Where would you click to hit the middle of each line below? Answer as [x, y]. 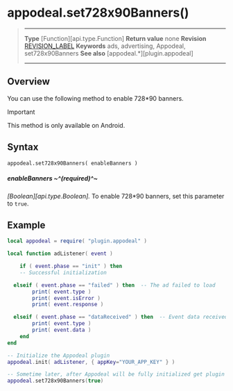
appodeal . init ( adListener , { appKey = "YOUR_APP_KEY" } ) [91, 362]
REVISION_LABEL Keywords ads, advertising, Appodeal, [105, 46]
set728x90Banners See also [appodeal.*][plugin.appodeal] [109, 53]
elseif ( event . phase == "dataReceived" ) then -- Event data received [121, 317]
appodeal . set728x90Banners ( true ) [55, 381]
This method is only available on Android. [66, 125]
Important [21, 112]
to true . [18, 203]
